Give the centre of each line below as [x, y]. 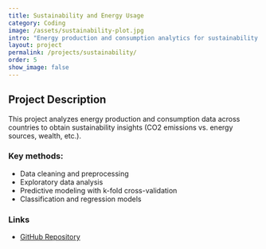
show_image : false [39, 68]
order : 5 [23, 60]
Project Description [57, 100]
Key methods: [36, 156]
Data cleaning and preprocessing [74, 173]
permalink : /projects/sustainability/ [72, 53]
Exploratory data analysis [61, 182]
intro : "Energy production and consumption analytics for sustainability [133, 38]
